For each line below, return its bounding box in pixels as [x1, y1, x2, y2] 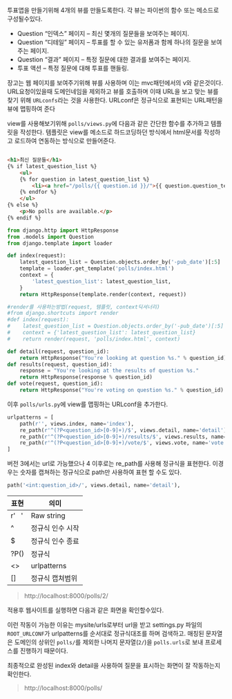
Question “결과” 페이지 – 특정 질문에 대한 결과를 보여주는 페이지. [17, 55, 191, 64]
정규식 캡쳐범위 [30, 574, 78, 583]
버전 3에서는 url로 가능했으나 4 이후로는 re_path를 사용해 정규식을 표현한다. [7, 460, 211, 468]
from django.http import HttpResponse [7, 227, 119, 234]
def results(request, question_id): [7, 361, 113, 368]
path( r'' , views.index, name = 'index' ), [19, 420, 135, 427]
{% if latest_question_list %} [7, 163, 97, 170]
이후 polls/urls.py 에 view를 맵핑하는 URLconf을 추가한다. [7, 400, 168, 408]
